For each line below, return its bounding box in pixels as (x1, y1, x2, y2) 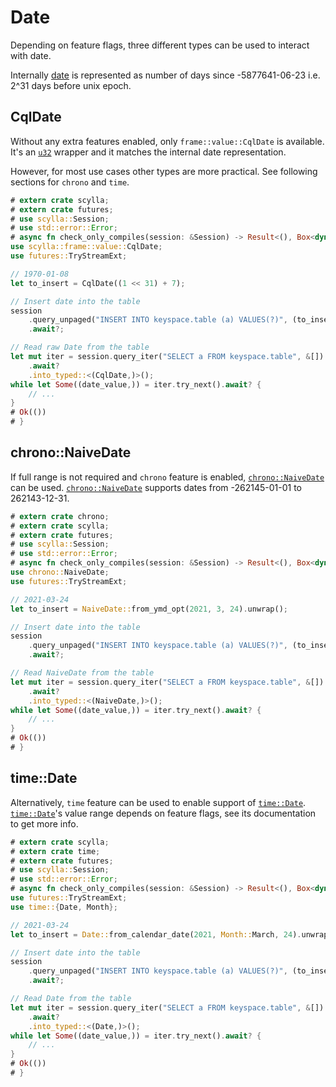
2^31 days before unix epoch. (10, 79, 132, 91)
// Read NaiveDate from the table (10, 668, 155, 678)
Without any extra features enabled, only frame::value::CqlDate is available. (10, 135, 325, 147)
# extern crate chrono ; (10, 511, 110, 521)
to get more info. (10, 817, 79, 830)
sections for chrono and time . (10, 176, 130, 188)
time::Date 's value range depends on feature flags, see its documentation (10, 807, 317, 819)
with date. (10, 49, 52, 61)
